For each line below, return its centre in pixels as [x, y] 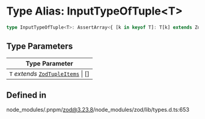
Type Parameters [40, 46]
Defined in [27, 95]
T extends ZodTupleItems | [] [49, 73]
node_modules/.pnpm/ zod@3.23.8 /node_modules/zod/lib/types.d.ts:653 [98, 110]
